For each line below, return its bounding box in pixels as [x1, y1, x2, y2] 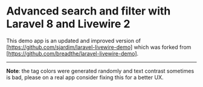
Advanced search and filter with [6, 4, 171, 18]
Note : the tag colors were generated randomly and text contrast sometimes [6, 67, 195, 74]
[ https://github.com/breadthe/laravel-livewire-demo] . [6, 50, 139, 57]
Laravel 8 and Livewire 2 [6, 17, 130, 31]
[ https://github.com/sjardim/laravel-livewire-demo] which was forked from [6, 43, 192, 51]
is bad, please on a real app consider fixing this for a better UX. [6, 74, 164, 81]
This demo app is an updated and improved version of [6, 37, 141, 44]
